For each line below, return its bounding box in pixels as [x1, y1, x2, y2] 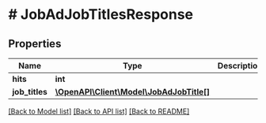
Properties [8, 37, 62, 50]
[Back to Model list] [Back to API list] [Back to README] [8, 106, 190, 116]
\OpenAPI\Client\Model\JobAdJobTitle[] [55, 87, 211, 97]
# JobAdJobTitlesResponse [8, 6, 194, 24]
